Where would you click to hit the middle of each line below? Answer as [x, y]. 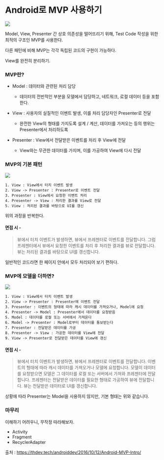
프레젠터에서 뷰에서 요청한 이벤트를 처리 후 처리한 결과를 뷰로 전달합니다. [86, 245]
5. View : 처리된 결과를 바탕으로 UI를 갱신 [45, 206]
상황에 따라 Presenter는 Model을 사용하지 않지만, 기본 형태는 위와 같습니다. [77, 396]
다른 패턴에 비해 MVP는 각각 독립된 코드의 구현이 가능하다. [61, 50]
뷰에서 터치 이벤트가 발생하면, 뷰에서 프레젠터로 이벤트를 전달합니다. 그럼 [86, 239]
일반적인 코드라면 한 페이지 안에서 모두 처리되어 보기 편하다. [62, 262]
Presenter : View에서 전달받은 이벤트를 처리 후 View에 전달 [69, 140]
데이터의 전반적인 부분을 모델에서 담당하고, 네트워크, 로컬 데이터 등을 [85, 97]
